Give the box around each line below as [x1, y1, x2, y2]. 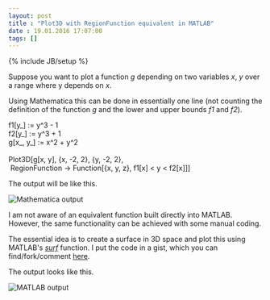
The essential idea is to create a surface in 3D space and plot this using [8, 235, 246, 244]
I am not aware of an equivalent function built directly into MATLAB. [8, 210, 233, 220]
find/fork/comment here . [8, 252, 90, 261]
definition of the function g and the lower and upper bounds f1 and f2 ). [8, 105, 243, 115]
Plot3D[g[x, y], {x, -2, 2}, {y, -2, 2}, [8, 155, 123, 165]
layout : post [8, 11, 52, 20]
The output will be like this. [8, 179, 98, 189]
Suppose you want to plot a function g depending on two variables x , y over [8, 72, 260, 81]
